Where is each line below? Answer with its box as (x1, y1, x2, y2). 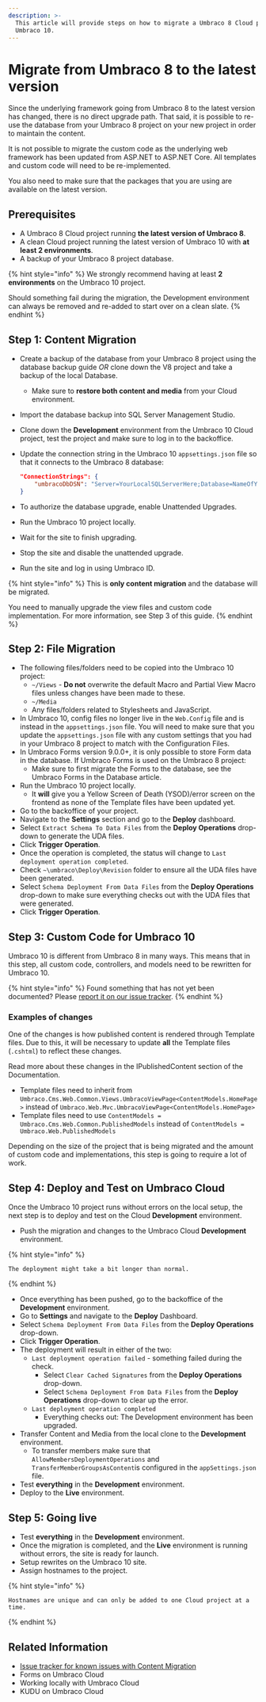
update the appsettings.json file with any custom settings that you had (19, 731, 252, 740)
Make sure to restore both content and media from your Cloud (31, 386, 237, 395)
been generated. (19, 873, 74, 883)
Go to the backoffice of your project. (19, 806, 139, 816)
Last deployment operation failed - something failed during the (31, 1353, 242, 1363)
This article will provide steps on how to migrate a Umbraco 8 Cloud (15, 19, 253, 27)
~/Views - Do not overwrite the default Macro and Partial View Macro (31, 680, 256, 689)
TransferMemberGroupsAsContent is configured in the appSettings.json (31, 1463, 256, 1472)
